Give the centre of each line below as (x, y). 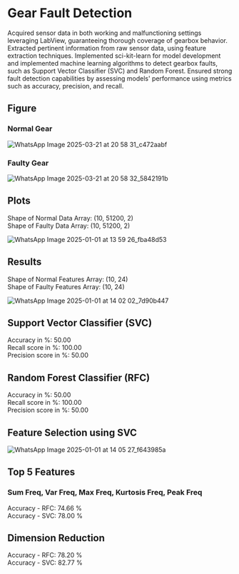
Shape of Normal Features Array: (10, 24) (68, 279)
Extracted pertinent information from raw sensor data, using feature (107, 48)
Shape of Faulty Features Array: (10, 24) (66, 286)
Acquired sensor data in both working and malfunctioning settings (105, 33)
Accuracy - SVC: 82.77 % (45, 563)
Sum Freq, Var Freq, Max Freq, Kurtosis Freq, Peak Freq (105, 493)
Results (25, 262)
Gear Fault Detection (70, 13)
